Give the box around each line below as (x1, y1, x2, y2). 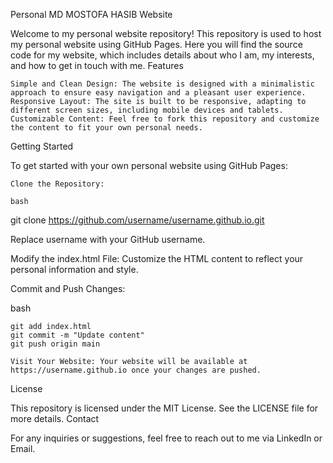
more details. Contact (10, 413, 100, 424)
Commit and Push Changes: (10, 283, 126, 294)
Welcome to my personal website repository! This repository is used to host (10, 28, 322, 39)
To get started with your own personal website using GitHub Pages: (10, 160, 288, 171)
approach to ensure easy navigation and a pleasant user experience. (10, 88, 307, 98)
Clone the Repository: (10, 179, 105, 189)
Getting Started (10, 140, 74, 152)
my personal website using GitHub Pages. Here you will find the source (10, 39, 303, 50)
